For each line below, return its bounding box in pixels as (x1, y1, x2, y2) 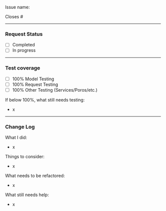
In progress (12, 47, 36, 53)
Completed (12, 42, 35, 48)
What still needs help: (5, 192, 49, 198)
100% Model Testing (12, 76, 54, 82)
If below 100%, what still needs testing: (5, 97, 85, 103)
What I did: (5, 135, 27, 141)
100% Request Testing (12, 81, 58, 87)
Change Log (5, 123, 35, 130)
